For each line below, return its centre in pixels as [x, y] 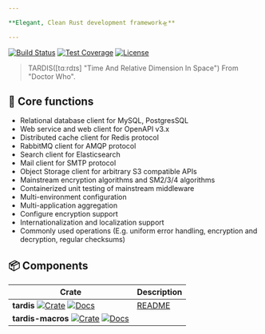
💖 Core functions [51, 102]
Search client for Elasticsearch [70, 155]
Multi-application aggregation [69, 205]
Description [160, 292]
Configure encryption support [69, 214]
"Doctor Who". [51, 76]
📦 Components [48, 266]
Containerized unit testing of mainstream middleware [107, 189]
